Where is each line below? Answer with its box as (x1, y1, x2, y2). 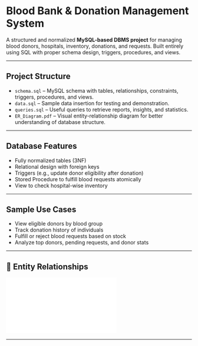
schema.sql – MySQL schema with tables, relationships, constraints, (14, 87, 179, 94)
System (6, 17, 45, 30)
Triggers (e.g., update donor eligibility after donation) (14, 169, 144, 177)
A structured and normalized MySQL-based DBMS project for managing (6, 36, 182, 43)
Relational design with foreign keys (14, 163, 100, 170)
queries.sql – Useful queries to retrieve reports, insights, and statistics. (14, 106, 189, 113)
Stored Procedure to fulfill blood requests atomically (14, 175, 141, 182)
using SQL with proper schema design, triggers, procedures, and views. (6, 48, 181, 56)
